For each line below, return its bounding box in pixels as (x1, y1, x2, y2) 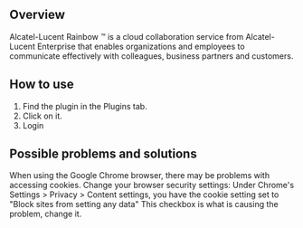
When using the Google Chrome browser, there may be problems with (9, 170, 270, 181)
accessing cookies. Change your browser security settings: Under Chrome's (9, 180, 295, 191)
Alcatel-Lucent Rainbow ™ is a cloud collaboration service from (9, 31, 244, 42)
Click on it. (22, 110, 63, 121)
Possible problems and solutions (9, 147, 197, 162)
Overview (9, 7, 66, 23)
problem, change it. (9, 208, 82, 220)
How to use (9, 77, 74, 92)
